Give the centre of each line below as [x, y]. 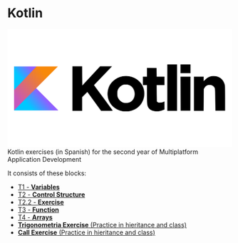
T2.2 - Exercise [41, 202]
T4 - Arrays [35, 217]
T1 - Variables [39, 187]
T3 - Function [38, 210]
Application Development [45, 160]
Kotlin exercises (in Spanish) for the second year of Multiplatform [103, 152]
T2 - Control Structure [51, 195]
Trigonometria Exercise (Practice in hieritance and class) [102, 225]
